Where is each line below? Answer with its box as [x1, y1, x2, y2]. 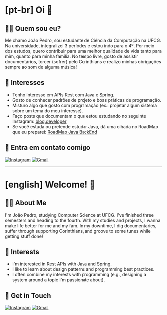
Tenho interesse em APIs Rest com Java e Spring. [12, 92, 115, 98]
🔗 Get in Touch [5, 291, 51, 300]
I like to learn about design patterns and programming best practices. [12, 266, 155, 272]
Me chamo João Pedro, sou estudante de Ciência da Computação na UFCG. [5, 37, 162, 43]
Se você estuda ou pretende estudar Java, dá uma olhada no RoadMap [12, 123, 158, 129]
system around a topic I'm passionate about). [12, 277, 105, 283]
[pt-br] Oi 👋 [5, 4, 53, 16]
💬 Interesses [5, 78, 45, 87]
